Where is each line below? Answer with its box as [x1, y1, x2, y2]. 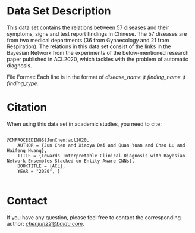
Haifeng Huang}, [7, 147, 47, 153]
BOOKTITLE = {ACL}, [17, 163, 66, 169]
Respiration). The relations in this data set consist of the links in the [7, 43, 171, 50]
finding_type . [7, 79, 39, 87]
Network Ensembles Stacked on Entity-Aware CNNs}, [7, 158, 135, 164]
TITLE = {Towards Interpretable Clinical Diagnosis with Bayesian [17, 153, 185, 159]
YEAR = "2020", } [17, 168, 61, 174]
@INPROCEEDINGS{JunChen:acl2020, [7, 137, 90, 143]
